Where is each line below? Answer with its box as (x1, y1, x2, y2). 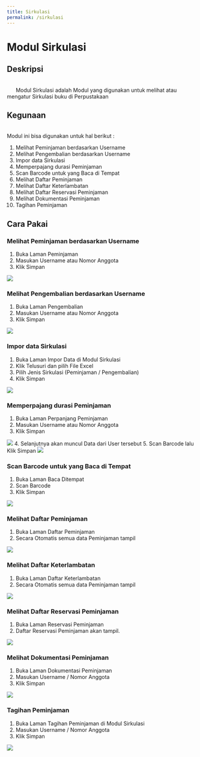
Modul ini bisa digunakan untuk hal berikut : (7, 133, 115, 140)
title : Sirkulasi (7, 8, 50, 15)
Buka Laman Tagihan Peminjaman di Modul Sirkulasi (15, 720, 145, 727)
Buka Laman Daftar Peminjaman (15, 528, 95, 535)
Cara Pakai (7, 219, 48, 229)
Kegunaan (7, 110, 46, 120)
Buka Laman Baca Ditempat (15, 475, 85, 483)
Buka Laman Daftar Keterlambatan (15, 575, 101, 582)
